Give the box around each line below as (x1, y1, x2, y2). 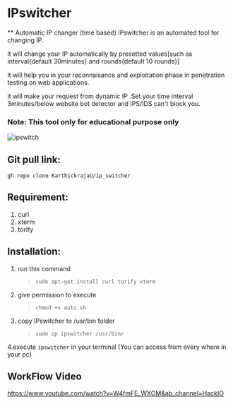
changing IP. (7, 35, 44, 44)
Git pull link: (7, 153, 61, 165)
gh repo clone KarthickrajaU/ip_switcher (7, 172, 131, 179)
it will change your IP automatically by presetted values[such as (7, 49, 193, 58)
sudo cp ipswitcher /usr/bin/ (35, 330, 125, 337)
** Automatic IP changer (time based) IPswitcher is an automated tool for (7, 28, 220, 37)
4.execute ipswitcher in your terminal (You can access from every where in (7, 343, 227, 351)
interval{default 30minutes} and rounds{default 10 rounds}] (7, 57, 180, 65)
